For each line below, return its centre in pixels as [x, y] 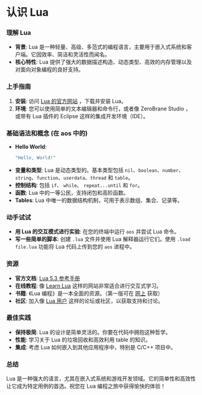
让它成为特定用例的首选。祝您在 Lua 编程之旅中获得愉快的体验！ [86, 386]
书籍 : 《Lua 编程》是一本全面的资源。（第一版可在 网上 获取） [89, 293]
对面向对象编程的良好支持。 [49, 69]
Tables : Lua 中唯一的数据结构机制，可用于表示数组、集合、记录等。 [99, 200]
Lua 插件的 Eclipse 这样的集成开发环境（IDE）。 [90, 116]
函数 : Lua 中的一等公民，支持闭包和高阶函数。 [72, 192]
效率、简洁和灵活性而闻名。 [75, 54]
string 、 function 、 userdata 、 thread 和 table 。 [74, 177]
